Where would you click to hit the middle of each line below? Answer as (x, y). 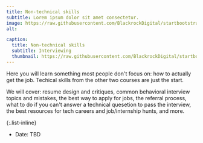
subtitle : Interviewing (41, 51)
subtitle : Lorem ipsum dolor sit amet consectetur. (72, 17)
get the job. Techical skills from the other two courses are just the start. (95, 80)
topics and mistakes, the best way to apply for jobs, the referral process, (96, 98)
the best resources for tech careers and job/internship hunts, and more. (95, 111)
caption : (17, 40)
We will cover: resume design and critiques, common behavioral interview (98, 92)
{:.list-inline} (21, 122)
